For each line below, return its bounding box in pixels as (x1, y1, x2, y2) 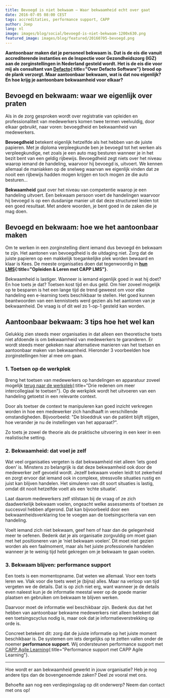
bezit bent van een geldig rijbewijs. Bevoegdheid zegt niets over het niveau (5, 155, 162, 161)
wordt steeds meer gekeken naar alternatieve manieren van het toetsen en (5, 342, 161, 348)
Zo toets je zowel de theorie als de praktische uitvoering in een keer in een (5, 429, 161, 435)
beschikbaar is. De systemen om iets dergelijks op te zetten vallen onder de (5, 636, 163, 642)
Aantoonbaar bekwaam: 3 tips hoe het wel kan (5, 317, 155, 326)
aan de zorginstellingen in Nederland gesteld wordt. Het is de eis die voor (5, 60, 162, 67)
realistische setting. (5, 434, 47, 440)
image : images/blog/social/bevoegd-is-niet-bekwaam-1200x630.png (5, 31, 146, 36)
